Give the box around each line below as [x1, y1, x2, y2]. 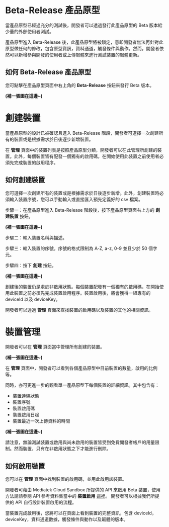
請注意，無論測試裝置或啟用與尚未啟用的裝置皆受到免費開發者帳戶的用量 [5, 440, 155, 446]
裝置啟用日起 [12, 412, 39, 418]
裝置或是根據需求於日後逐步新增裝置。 [14, 136, 94, 142]
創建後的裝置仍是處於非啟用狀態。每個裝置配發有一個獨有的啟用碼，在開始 [5, 284, 159, 290]
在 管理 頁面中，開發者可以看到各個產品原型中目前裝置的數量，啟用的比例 [5, 365, 157, 371]
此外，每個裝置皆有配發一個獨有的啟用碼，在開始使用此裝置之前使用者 [14, 153, 159, 159]
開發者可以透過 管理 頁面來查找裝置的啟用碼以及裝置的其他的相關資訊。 [5, 307, 153, 313]
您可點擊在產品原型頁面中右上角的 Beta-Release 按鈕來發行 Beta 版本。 [5, 82, 154, 88]
